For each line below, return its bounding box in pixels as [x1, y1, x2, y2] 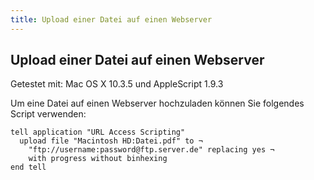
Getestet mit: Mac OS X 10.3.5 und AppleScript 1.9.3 [10, 78, 224, 90]
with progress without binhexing [28, 154, 168, 164]
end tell [10, 162, 47, 173]
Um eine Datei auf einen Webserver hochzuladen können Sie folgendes [10, 97, 305, 110]
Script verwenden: [10, 108, 87, 120]
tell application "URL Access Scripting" [10, 127, 186, 138]
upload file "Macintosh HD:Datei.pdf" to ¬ [19, 136, 203, 146]
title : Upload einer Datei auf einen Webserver [10, 14, 213, 25]
